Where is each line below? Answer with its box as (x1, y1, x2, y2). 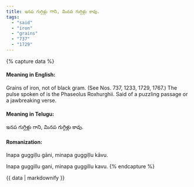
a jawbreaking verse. (6, 97, 57, 104)
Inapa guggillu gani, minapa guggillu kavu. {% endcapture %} (6, 163, 155, 170)
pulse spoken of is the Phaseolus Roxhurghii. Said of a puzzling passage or (6, 91, 188, 98)
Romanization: (6, 138, 43, 145)
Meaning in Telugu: (6, 110, 55, 117)
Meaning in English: (6, 71, 56, 78)
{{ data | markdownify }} (6, 175, 65, 182)
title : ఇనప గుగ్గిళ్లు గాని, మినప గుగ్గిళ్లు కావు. (6, 8, 100, 15)
